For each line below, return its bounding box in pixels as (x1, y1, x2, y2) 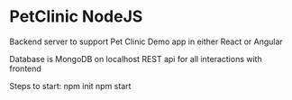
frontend (9, 63, 42, 74)
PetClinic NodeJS (9, 6, 143, 27)
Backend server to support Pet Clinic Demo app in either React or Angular (9, 36, 284, 47)
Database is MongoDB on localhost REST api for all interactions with (9, 53, 263, 64)
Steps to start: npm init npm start (9, 80, 132, 91)
